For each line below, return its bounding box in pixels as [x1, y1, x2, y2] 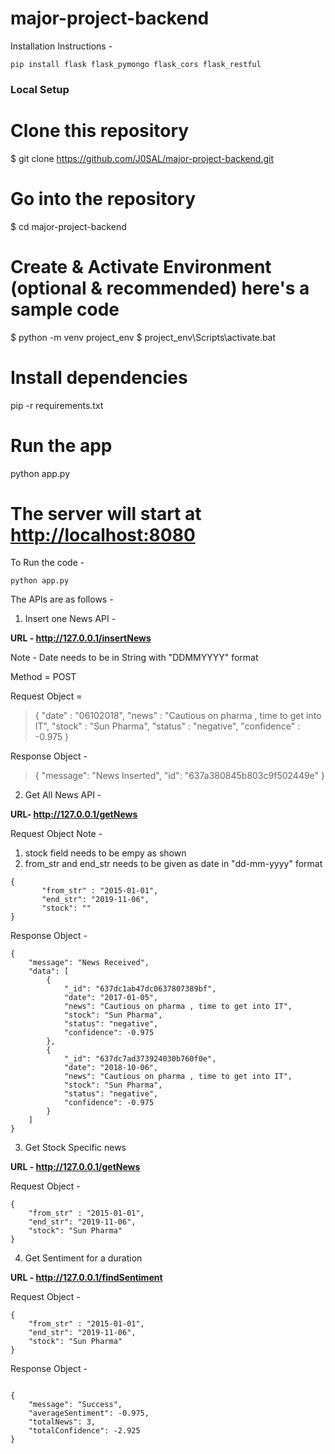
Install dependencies [10, 366, 188, 389]
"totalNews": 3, [28, 1417, 97, 1427]
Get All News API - [24, 789, 102, 801]
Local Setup [10, 82, 70, 96]
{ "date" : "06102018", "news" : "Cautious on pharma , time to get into [34, 710, 322, 722]
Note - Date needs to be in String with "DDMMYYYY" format [10, 652, 259, 664]
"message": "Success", [28, 1400, 123, 1410]
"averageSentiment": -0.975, [28, 1408, 150, 1419]
